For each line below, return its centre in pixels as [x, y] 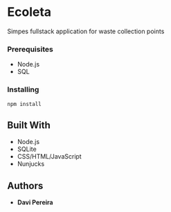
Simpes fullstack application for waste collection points [86, 31]
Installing [23, 89]
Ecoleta [29, 12]
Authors [25, 185]
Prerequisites [30, 49]
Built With [29, 125]
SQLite [27, 149]
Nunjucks [31, 164]
